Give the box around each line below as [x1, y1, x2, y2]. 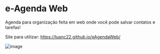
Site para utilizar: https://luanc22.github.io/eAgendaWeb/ [5, 34, 121, 40]
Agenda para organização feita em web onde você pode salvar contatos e [5, 19, 156, 25]
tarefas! [5, 24, 21, 30]
